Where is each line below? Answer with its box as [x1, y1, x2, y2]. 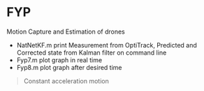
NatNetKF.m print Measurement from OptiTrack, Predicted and [16, 41, 197, 49]
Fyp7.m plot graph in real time [16, 55, 103, 64]
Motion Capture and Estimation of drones [6, 27, 125, 36]
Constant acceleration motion [23, 76, 109, 85]
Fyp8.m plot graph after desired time [16, 63, 122, 71]
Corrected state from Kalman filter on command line [16, 48, 167, 57]
